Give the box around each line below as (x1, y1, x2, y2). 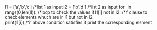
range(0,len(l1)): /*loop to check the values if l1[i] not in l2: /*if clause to (5, 9, 148, 15)
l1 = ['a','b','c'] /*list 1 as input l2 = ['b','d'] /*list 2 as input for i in (5, 4, 132, 10)
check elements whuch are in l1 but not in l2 (5, 15, 93, 20)
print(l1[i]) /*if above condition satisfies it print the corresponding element (5, 19, 152, 25)
